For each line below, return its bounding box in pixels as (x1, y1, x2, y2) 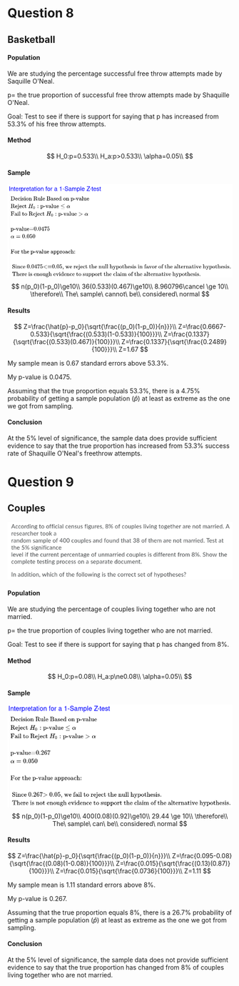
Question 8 (7, 5, 74, 21)
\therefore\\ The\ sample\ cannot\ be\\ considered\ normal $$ (30, 290, 210, 298)
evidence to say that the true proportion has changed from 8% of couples (7, 962, 225, 972)
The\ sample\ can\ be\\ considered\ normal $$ (52, 819, 188, 827)
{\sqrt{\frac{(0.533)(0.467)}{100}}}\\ (13, 337, 120, 346)
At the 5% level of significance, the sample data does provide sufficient (7, 433, 218, 442)
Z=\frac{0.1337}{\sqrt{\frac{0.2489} (121, 337, 227, 346)
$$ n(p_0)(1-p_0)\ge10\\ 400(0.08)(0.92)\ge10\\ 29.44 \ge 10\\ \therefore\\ (11, 812, 228, 820)
